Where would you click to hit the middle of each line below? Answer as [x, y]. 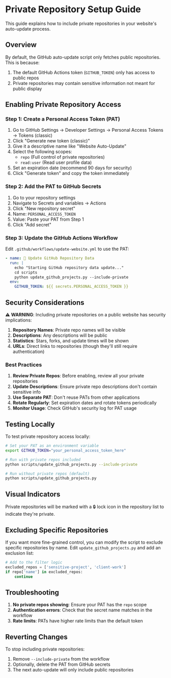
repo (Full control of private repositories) [63, 157]
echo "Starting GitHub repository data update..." [69, 268]
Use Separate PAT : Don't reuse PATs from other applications [76, 397]
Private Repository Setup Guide [73, 9]
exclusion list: [20, 553]
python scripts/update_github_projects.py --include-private [72, 464]
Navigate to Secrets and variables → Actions [59, 203]
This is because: [22, 63]
